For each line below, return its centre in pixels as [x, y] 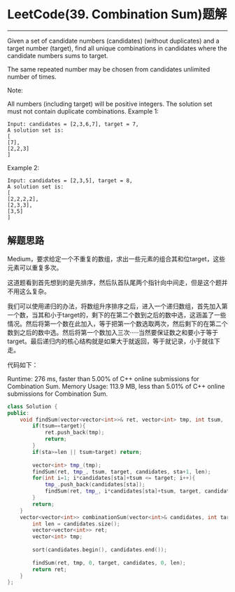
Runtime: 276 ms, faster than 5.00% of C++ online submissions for [103, 378]
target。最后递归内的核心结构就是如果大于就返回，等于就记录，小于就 [108, 341]
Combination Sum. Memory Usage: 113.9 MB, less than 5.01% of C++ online [116, 386]
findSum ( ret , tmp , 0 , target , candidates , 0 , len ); [109, 563]
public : [19, 413]
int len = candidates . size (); [76, 524]
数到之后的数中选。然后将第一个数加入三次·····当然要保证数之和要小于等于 [113, 332]
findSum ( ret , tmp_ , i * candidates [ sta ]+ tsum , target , [123, 491]
